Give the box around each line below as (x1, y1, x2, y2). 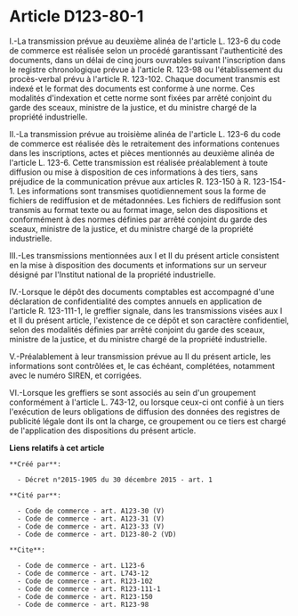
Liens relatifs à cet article (9, 442, 105, 453)
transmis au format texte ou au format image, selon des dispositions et (9, 204, 269, 215)
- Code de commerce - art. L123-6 (17, 561, 145, 570)
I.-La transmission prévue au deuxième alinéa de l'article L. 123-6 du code (9, 36, 281, 46)
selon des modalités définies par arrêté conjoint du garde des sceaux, (9, 324, 265, 335)
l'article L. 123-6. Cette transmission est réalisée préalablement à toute (9, 157, 269, 168)
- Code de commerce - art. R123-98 (17, 600, 149, 609)
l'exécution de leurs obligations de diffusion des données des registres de (9, 406, 280, 416)
